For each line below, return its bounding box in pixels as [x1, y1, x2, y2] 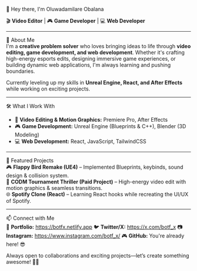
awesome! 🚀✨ [6, 259, 39, 265]
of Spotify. [6, 198, 31, 204]
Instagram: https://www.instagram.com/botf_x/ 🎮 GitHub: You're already [6, 232, 185, 239]
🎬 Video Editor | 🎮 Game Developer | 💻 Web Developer [6, 18, 145, 24]
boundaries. [6, 68, 35, 75]
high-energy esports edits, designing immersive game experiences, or [6, 55, 176, 62]
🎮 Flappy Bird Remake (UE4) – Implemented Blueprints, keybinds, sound [6, 163, 184, 170]
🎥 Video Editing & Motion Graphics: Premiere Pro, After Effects [14, 116, 168, 123]
